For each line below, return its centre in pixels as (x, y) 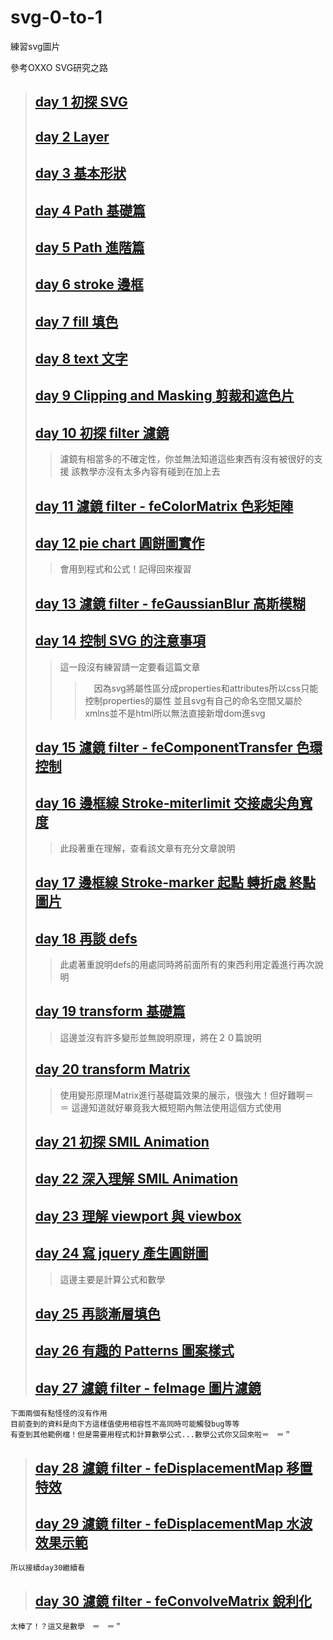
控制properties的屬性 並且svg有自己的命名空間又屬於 (193, 700)
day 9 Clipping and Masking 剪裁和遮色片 (164, 396)
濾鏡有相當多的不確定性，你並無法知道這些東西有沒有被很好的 (187, 459)
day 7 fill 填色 (76, 321)
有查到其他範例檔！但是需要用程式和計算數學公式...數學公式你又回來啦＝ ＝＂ (151, 1435)
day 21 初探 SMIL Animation (122, 1142)
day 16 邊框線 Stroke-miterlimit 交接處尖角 (167, 803)
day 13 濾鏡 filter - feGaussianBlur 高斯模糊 (170, 603)
